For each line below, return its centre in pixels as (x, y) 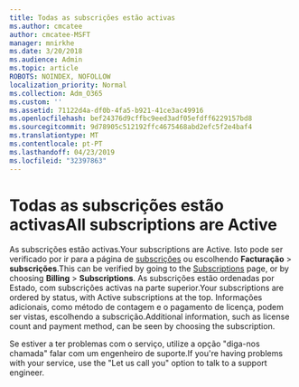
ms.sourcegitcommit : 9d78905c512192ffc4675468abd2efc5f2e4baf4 (131, 127)
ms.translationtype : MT (54, 136)
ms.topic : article (44, 69)
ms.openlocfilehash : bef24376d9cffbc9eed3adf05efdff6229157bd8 (131, 118)
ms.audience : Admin (46, 60)
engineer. (27, 373)
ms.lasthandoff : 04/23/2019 (62, 152)
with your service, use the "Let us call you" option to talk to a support (139, 363)
